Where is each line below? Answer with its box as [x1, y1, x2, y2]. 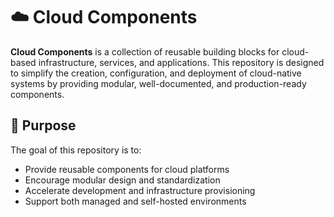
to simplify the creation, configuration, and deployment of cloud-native [10, 67, 302, 79]
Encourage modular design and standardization [24, 174, 221, 186]
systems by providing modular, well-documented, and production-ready [10, 77, 307, 89]
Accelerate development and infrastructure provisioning [24, 184, 256, 196]
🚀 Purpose [10, 117, 77, 134]
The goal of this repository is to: [10, 144, 142, 156]
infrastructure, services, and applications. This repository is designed [38, 56, 325, 68]
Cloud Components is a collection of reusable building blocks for [10, 45, 280, 58]
